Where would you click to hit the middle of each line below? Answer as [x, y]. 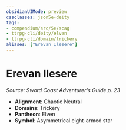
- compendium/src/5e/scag [38, 28]
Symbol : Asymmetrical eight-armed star [64, 120]
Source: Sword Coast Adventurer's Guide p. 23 [63, 90]
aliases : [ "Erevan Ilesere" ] [42, 45]
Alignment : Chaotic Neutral [48, 102]
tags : [13, 22]
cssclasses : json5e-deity [38, 17]
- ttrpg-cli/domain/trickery [42, 39]
